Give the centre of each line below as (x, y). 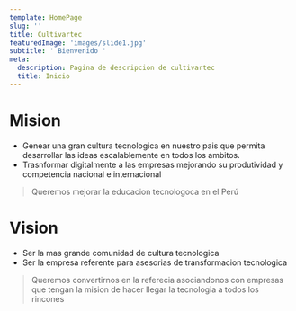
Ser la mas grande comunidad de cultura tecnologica (121, 253)
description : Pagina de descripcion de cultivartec (117, 68)
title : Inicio (44, 76)
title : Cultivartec (46, 34)
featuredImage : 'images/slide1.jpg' (78, 43)
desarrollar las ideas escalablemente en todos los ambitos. (131, 155)
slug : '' (26, 26)
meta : (19, 59)
